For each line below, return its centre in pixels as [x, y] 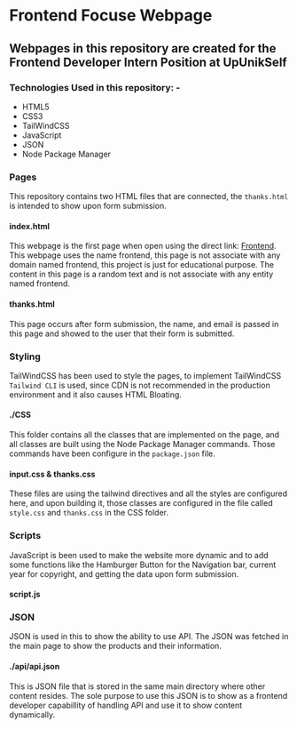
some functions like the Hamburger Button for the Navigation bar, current [143, 565]
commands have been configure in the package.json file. [112, 453]
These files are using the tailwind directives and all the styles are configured [148, 493]
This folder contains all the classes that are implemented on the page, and [145, 435]
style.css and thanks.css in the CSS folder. [89, 513]
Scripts [25, 536]
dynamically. [32, 714]
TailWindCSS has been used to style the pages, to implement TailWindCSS [145, 375]
